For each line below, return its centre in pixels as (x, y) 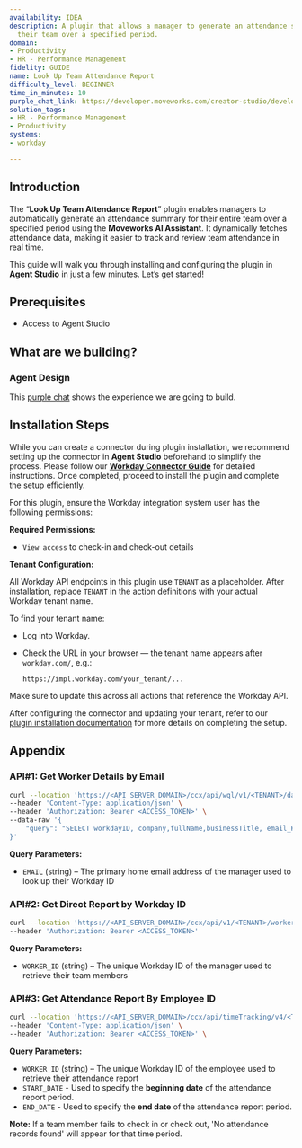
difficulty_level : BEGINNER (62, 84)
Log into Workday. (56, 635)
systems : (26, 135)
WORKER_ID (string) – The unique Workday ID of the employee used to (149, 1068)
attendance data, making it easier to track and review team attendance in (145, 237)
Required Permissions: (53, 529)
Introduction (45, 187)
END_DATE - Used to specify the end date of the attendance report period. (157, 1107)
